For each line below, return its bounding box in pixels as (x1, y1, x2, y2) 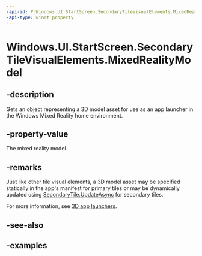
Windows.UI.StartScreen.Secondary (6, 40, 194, 54)
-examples (6, 240, 47, 251)
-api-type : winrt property (6, 14, 74, 20)
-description (6, 89, 54, 100)
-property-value (6, 129, 69, 139)
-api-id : (6, 8, 28, 15)
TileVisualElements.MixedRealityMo (6, 53, 191, 67)
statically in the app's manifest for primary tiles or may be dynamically (6, 185, 180, 192)
